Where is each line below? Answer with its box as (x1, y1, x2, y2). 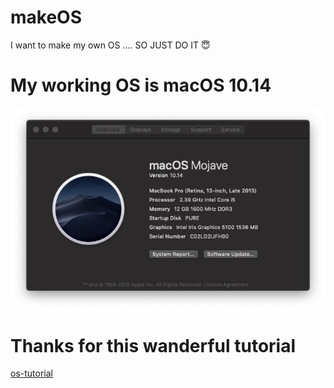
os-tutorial (10, 367, 53, 380)
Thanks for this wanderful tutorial (10, 334, 297, 357)
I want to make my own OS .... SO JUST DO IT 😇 (10, 39, 211, 51)
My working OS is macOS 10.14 (10, 74, 272, 97)
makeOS (10, 6, 83, 29)
